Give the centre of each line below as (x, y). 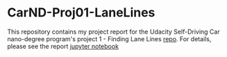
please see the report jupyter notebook (63, 46)
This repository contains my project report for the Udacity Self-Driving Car (113, 32)
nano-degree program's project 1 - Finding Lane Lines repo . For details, (109, 38)
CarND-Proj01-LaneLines (81, 13)
